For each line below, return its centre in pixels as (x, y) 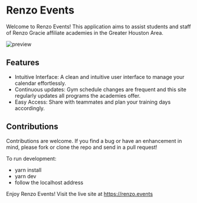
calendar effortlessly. (40, 83)
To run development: (31, 158)
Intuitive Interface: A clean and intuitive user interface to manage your (99, 76)
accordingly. (30, 108)
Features (23, 63)
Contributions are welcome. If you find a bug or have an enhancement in (94, 141)
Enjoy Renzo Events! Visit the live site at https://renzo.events (80, 194)
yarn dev (25, 176)
